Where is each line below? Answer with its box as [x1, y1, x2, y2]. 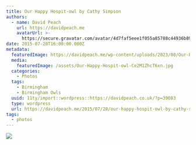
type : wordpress [11, 100, 51, 107]
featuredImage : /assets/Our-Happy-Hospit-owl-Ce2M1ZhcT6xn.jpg [16, 62, 174, 69]
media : [11, 57, 27, 63]
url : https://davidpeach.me [16, 24, 85, 31]
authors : [6, 14, 27, 20]
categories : [11, 68, 41, 74]
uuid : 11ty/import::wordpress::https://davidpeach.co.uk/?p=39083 [11, 95, 176, 101]
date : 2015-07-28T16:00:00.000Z [6, 41, 85, 47]
